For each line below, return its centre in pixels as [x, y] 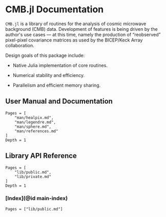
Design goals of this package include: [45, 55]
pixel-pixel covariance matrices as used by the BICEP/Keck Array [74, 40]
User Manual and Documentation [59, 101]
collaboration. [20, 45]
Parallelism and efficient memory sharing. [57, 85]
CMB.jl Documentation [55, 9]
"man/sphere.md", [33, 127]
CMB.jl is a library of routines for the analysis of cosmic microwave [76, 24]
